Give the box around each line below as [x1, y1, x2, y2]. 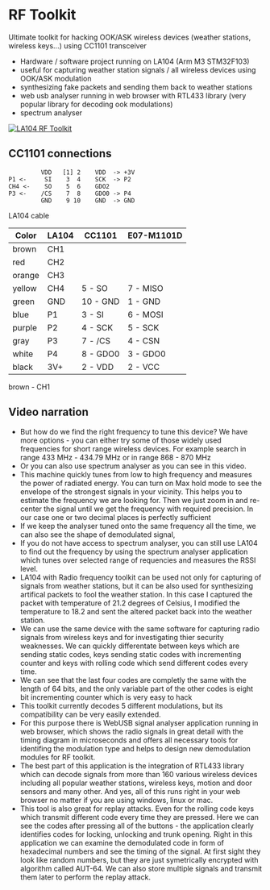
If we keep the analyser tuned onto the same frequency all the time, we [19, 521, 256, 530]
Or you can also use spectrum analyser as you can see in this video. [19, 461, 247, 471]
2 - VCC [127, 361, 160, 372]
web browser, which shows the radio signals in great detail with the [19, 726, 243, 736]
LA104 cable [8, 210, 50, 220]
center [19, 504, 43, 514]
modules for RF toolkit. [19, 752, 96, 762]
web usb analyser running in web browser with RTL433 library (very [19, 90, 247, 100]
